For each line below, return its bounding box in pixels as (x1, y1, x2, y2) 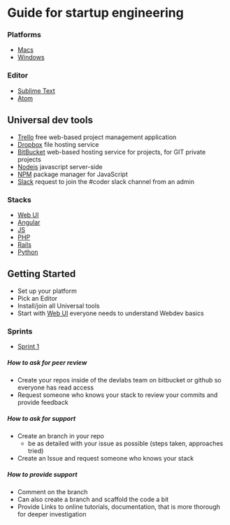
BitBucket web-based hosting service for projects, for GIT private (17, 148, 206, 156)
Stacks (7, 194, 31, 204)
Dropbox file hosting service (17, 140, 99, 148)
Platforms (7, 30, 42, 40)
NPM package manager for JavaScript (17, 170, 128, 178)
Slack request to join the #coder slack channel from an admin (17, 177, 194, 186)
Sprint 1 (17, 343, 40, 350)
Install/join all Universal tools (17, 301, 100, 310)
